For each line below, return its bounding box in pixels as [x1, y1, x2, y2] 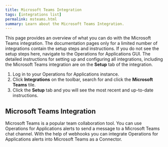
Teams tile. [12, 82, 36, 88]
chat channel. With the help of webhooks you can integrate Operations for [5, 131, 158, 137]
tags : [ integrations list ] [5, 12, 62, 17]
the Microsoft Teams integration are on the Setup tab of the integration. [5, 61, 153, 67]
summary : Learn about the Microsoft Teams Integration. [5, 21, 124, 26]
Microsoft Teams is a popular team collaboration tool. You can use [5, 120, 142, 126]
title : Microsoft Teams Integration [5, 7, 82, 12]
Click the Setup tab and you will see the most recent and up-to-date [12, 87, 154, 93]
